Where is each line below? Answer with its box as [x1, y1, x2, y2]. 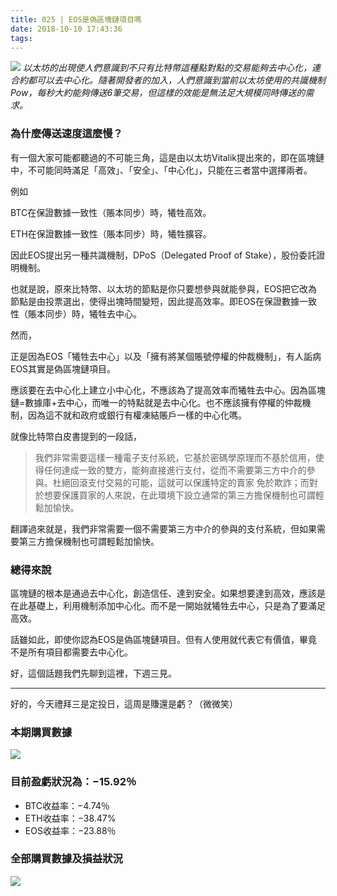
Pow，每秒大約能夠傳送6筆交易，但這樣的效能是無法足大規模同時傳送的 [10, 87, 306, 99]
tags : [10, 33, 33, 43]
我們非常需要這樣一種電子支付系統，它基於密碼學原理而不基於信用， [34, 451, 316, 463]
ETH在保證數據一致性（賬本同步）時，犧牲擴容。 [10, 227, 212, 240]
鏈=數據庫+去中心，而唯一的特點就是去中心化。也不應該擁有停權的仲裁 [10, 396, 303, 408]
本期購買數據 [10, 725, 73, 739]
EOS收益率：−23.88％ [24, 824, 117, 836]
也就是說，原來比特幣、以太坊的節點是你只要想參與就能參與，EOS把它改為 [10, 282, 318, 295]
